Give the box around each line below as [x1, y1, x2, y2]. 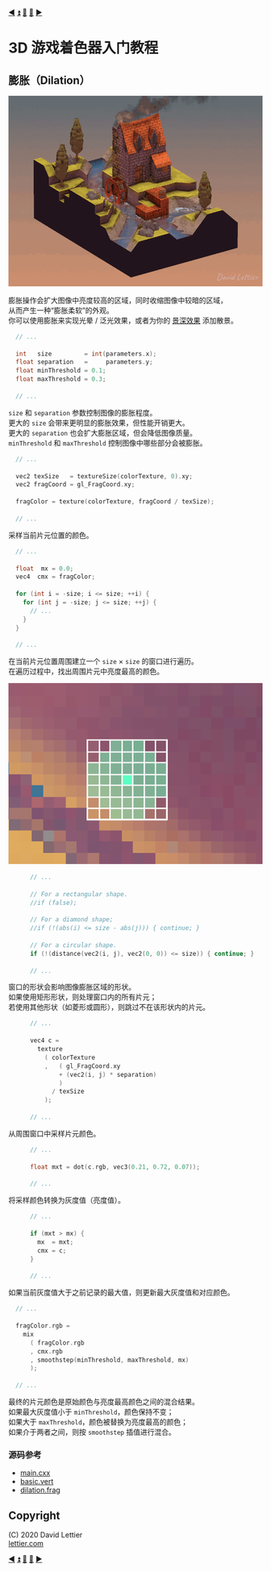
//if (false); [29, 899, 78, 907]
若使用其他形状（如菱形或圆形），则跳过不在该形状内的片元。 [8, 1003, 210, 1012]
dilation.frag [19, 1485, 60, 1495]
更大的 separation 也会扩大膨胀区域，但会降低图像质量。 [8, 427, 198, 437]
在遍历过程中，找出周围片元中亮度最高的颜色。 [8, 666, 164, 677]
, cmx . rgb [29, 1347, 63, 1355]
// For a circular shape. [29, 940, 117, 949]
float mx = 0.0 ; [15, 565, 74, 573]
